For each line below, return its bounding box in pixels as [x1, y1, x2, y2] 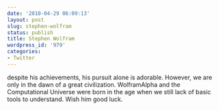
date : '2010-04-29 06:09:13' [7, 10, 90, 17]
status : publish [7, 29, 53, 36]
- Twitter [7, 55, 36, 61]
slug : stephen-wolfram [7, 23, 72, 29]
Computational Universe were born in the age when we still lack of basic [7, 87, 211, 96]
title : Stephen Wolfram [7, 36, 75, 42]
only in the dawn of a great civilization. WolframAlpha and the [7, 80, 181, 89]
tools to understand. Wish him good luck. [7, 95, 123, 103]
